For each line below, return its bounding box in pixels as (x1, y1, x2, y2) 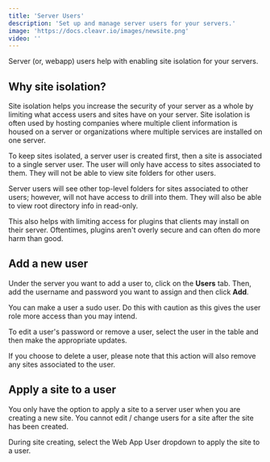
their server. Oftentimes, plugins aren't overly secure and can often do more (8, 225, 260, 235)
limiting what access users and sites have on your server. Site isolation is (8, 110, 251, 119)
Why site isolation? (8, 80, 106, 94)
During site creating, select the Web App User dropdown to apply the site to (8, 437, 260, 447)
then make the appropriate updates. (8, 335, 127, 345)
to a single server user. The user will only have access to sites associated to (8, 160, 260, 169)
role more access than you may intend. (8, 311, 138, 321)
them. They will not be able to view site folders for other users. (8, 169, 216, 178)
